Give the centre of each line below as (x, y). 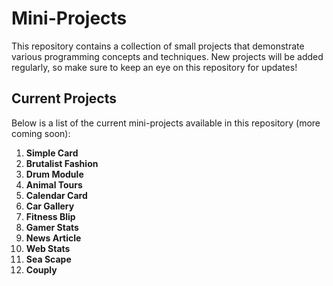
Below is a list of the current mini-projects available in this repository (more (166, 123)
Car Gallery (50, 206)
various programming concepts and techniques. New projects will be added (167, 56)
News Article (53, 238)
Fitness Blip (50, 216)
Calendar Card (56, 195)
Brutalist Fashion (62, 163)
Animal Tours (54, 184)
